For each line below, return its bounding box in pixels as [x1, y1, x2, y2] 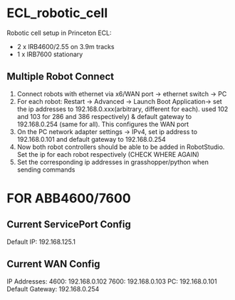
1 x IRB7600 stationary [16, 50, 83, 58]
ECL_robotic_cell [6, 5, 108, 21]
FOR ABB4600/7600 [6, 190, 131, 206]
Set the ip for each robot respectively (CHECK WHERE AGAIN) [16, 150, 200, 158]
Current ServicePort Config [6, 219, 131, 231]
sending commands [16, 165, 75, 174]
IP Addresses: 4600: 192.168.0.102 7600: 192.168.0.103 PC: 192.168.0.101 [6, 276, 218, 286]
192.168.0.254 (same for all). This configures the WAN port [16, 120, 189, 128]
